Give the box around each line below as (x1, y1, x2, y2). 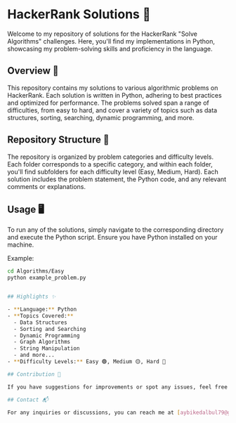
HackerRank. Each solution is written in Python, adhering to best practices (7, 91, 223, 99)
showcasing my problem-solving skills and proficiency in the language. (7, 44, 213, 53)
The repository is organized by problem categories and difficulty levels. (7, 152, 214, 161)
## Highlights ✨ (7, 293, 56, 301)
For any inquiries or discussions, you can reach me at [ (7, 409, 181, 416)
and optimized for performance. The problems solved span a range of (7, 98, 209, 107)
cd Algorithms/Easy (7, 268, 65, 275)
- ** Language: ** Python (7, 306, 77, 313)
